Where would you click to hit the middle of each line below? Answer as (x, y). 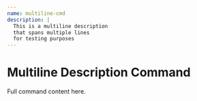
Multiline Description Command (99, 73)
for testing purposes (44, 39)
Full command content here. (47, 91)
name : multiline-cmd (36, 13)
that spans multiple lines (51, 32)
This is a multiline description (61, 26)
